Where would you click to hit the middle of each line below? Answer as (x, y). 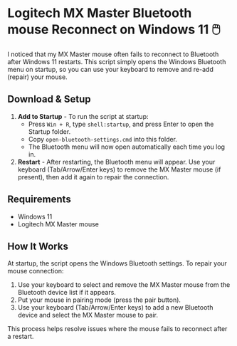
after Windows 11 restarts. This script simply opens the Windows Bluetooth (117, 61)
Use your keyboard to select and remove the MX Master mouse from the (124, 285)
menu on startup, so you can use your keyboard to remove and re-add (110, 69)
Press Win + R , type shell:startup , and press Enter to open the (121, 124)
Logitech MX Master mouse (58, 224)
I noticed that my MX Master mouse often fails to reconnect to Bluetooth (113, 54)
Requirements (39, 200)
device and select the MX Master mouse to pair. (88, 315)
